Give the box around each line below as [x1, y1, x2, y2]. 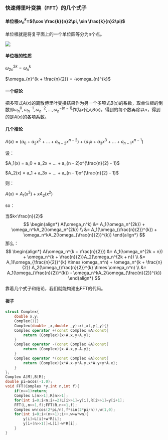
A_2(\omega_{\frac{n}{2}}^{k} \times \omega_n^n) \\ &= [32, 265, 147, 270]
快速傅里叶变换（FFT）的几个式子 [5, 4, 87, 11]
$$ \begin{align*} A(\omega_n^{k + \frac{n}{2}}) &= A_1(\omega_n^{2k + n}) [6, 249, 163, 254]
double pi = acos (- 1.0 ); [5, 379, 53, 384]
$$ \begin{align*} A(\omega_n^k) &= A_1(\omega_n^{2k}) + [23, 222, 145, 227]
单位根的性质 [5, 53, 32, 59]
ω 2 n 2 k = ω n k [5, 64, 31, 72]
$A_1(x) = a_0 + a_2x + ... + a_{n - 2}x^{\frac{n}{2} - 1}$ [5, 160, 120, 166]
